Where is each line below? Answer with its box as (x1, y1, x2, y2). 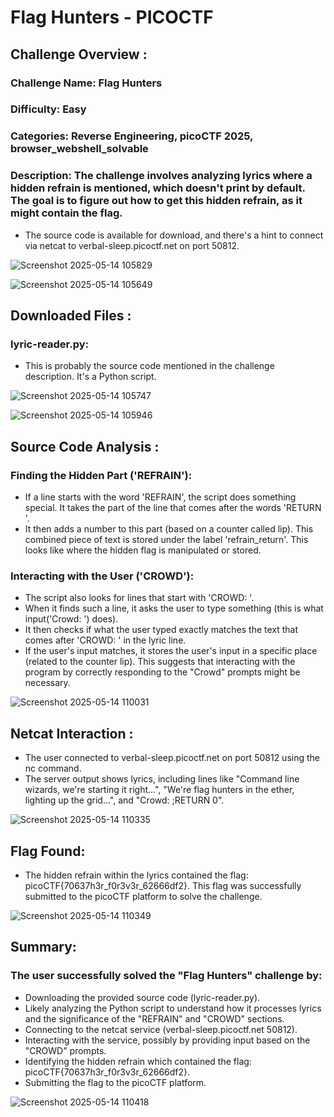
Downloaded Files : (10, 307, 132, 325)
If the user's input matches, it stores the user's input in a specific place (24, 645, 318, 657)
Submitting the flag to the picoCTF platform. (24, 1076, 207, 1088)
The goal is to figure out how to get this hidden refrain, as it (10, 194, 303, 208)
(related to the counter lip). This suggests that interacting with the (24, 656, 296, 668)
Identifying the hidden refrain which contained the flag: (24, 1055, 252, 1067)
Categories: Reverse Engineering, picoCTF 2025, (10, 129, 254, 143)
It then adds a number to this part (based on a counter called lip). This (24, 523, 314, 535)
